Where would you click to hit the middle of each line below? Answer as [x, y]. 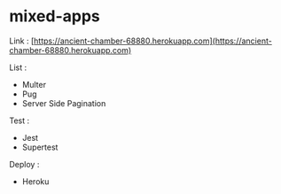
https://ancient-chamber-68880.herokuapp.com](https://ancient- [153, 41]
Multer [34, 84]
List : [18, 67]
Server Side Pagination [64, 103]
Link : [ [22, 41]
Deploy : [24, 164]
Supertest [40, 147]
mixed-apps [55, 16]
